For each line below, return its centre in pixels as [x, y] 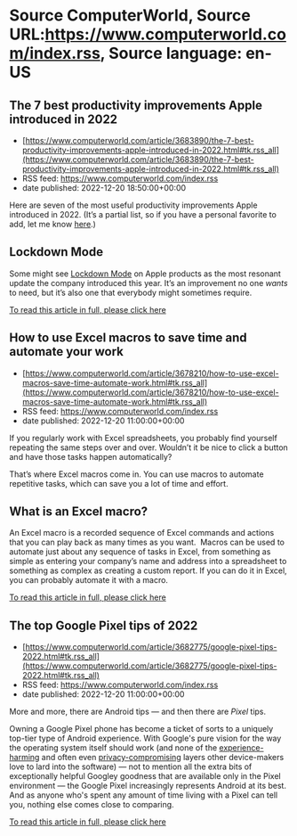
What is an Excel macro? [79, 512]
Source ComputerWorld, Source [130, 16]
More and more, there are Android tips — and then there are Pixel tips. [138, 712]
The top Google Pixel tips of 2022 [104, 625]
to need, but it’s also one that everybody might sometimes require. [131, 292]
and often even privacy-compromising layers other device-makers [163, 758]
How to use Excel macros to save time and [128, 338]
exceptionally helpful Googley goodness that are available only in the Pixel [145, 776]
